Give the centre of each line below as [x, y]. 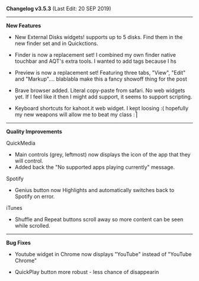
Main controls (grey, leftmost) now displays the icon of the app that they [102, 154]
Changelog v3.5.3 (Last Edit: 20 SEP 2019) [59, 9]
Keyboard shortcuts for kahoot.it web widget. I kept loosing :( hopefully [101, 108]
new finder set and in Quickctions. [57, 43]
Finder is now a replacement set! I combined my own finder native [95, 55]
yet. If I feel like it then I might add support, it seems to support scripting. [103, 97]
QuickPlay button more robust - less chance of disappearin [87, 272]
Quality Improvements [34, 132]
